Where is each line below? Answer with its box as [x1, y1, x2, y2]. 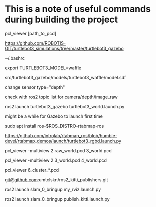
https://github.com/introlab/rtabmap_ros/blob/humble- [5, 132, 117, 138]
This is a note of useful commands [5, 3, 151, 15]
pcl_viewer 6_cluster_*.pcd [5, 167, 59, 173]
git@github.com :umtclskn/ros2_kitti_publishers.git [5, 176, 108, 183]
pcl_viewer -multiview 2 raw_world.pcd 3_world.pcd [5, 147, 112, 153]
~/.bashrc [5, 55, 25, 61]
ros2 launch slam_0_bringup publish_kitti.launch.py [5, 196, 110, 202]
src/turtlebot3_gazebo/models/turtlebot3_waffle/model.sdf [5, 74, 126, 80]
